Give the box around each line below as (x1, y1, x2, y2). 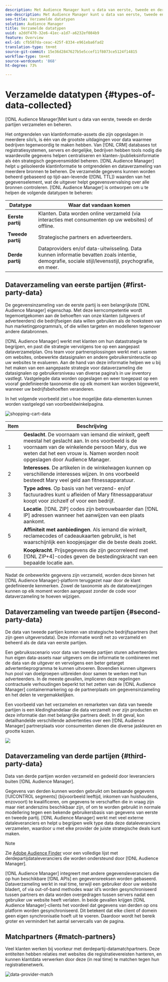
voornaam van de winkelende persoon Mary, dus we (23, 443, 146, 450)
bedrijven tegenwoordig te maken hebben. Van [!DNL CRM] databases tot (5, 142, 157, 148)
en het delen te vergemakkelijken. (5, 691, 75, 698)
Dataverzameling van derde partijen (5, 752, 120, 760)
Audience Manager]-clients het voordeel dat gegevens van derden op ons (5, 902, 158, 908)
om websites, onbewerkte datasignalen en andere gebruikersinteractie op (5, 354, 157, 360)
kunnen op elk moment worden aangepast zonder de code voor (5, 588, 136, 594)
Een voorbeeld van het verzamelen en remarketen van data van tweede (5, 701, 152, 707)
